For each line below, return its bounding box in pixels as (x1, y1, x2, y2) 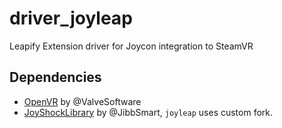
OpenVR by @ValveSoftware (23, 95, 142, 107)
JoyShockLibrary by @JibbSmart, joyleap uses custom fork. (23, 106, 274, 118)
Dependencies (9, 69, 102, 86)
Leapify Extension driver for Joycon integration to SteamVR (9, 40, 254, 52)
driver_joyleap (9, 7, 133, 30)
